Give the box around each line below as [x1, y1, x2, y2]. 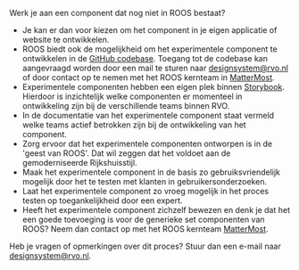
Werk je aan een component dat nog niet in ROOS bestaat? [9, 8, 226, 18]
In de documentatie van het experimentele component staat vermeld [21, 110, 275, 120]
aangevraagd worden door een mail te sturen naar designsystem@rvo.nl [21, 62, 288, 73]
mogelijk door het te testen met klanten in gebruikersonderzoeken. [21, 176, 268, 186]
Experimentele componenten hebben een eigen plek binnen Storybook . [21, 82, 286, 92]
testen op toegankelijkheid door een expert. [21, 195, 183, 206]
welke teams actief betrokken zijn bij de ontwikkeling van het [21, 119, 247, 130]
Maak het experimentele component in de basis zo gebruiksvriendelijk [21, 167, 281, 177]
